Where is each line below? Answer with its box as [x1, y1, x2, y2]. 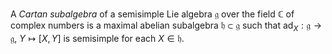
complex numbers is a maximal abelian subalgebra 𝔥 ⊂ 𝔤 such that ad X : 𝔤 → [10, 19, 323, 33]
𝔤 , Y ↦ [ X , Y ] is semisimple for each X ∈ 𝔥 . [10, 32, 185, 44]
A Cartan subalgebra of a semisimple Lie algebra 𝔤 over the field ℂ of [10, 8, 295, 20]
